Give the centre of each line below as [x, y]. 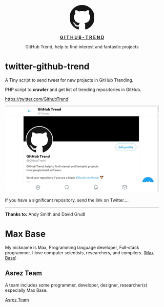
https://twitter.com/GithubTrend [37, 99]
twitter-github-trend [47, 67]
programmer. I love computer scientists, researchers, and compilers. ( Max [79, 252]
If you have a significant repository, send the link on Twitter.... [67, 200]
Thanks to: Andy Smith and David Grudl [45, 214]
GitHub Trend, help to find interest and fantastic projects [82, 47]
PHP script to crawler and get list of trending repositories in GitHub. [73, 89]
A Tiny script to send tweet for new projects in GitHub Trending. [69, 80]
